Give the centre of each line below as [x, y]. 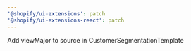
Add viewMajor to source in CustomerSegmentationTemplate [96, 40]
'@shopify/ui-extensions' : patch [56, 14]
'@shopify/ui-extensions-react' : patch [66, 20]
